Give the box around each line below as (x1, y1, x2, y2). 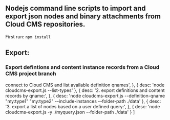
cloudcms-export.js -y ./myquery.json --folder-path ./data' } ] (5, 109, 135, 115)
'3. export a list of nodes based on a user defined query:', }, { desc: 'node (5, 103, 160, 109)
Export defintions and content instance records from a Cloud (5, 64, 160, 71)
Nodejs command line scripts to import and (5, 4, 146, 13)
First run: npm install (5, 33, 51, 40)
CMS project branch (5, 70, 56, 77)
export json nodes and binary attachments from (5, 12, 161, 21)
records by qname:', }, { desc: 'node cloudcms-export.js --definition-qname (5, 92, 165, 99)
